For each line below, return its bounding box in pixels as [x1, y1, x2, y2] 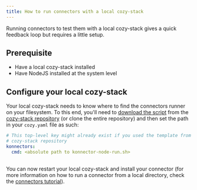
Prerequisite [6, 48, 52, 58]
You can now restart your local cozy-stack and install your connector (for [6, 165, 184, 172]
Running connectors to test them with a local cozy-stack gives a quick [6, 25, 177, 32]
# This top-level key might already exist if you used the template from [6, 133, 192, 139]
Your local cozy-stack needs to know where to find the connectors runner [6, 102, 186, 109]
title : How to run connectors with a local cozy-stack [6, 8, 144, 15]
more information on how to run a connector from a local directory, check [6, 171, 185, 178]
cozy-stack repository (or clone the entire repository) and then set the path [6, 115, 189, 122]
